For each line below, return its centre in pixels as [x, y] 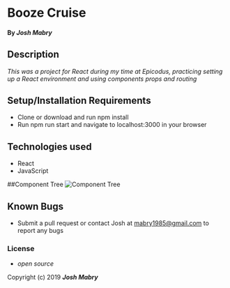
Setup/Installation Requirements [79, 100]
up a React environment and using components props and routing [102, 79]
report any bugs [40, 231]
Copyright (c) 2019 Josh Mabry [53, 278]
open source [36, 264]
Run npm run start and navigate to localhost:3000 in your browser [112, 125]
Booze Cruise [47, 13]
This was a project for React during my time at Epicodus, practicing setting [115, 71]
